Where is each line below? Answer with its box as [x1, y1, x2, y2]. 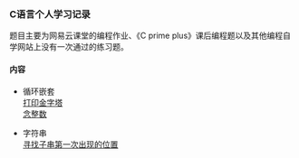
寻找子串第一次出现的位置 [22, 138, 119, 150]
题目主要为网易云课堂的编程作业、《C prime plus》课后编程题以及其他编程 [9, 30, 284, 42]
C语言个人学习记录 [9, 7, 91, 20]
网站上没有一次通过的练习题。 [16, 42, 129, 52]
